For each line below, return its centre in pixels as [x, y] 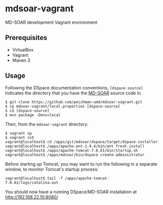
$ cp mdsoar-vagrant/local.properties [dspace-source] [63, 106]
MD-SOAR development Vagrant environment [51, 22]
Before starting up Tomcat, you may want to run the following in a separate [81, 164]
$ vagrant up [19, 133]
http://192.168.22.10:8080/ [32, 197]
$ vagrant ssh [20, 137]
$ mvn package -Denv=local [33, 115]
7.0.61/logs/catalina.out [32, 183]
